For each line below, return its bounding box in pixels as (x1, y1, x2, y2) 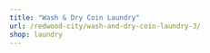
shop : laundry (9, 30, 64, 39)
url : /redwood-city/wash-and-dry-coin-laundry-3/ (9, 22, 202, 31)
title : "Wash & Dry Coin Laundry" (9, 13, 141, 22)
